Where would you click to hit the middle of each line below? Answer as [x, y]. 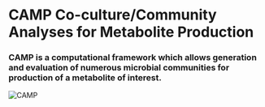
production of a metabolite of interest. [85, 78]
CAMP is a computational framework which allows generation [133, 58]
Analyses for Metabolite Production [131, 32]
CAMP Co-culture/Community [113, 15]
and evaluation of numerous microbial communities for [119, 68]
